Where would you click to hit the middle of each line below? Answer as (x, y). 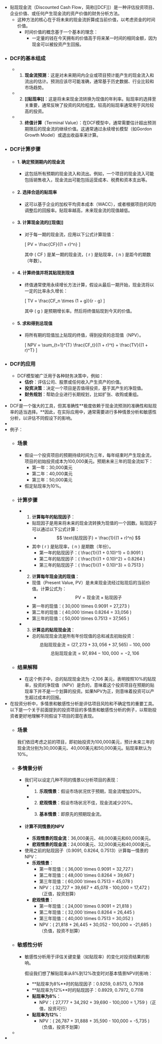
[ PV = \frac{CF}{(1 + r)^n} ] (52, 244)
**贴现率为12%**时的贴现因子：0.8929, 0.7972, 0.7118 (88, 990)
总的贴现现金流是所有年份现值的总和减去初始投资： (84, 636)
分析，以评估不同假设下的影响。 (42, 418)
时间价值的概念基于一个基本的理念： (61, 32)
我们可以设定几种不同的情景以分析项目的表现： (72, 780)
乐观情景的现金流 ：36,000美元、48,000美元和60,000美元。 (93, 838)
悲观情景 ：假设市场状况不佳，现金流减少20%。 (87, 803)
